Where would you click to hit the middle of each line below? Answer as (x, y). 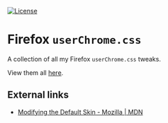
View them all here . (35, 72)
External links (38, 95)
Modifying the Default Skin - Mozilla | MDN (80, 112)
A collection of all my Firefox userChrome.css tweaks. (84, 59)
